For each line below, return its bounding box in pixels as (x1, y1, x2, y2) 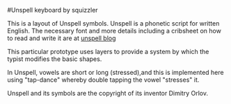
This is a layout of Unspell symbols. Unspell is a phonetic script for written (7, 19, 220, 27)
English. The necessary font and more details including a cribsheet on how (7, 27, 221, 35)
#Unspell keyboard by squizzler (7, 6, 99, 14)
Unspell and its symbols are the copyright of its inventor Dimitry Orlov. (7, 89, 209, 97)
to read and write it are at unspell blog (7, 34, 116, 42)
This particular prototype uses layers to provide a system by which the (7, 48, 209, 55)
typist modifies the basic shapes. (7, 55, 102, 63)
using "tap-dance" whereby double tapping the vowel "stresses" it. (7, 76, 200, 84)
